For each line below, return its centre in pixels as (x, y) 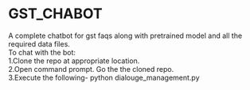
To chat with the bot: (42, 52)
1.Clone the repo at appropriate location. (74, 61)
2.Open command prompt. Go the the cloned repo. (91, 69)
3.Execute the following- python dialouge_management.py (104, 77)
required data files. (39, 43)
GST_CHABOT (55, 14)
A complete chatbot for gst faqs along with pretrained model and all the (125, 36)
